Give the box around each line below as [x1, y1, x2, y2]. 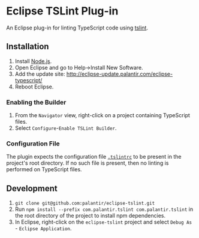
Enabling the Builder [6, 98, 67, 106]
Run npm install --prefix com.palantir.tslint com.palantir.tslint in [14, 206, 194, 213]
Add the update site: [14, 70, 65, 78]
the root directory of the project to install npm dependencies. [14, 212, 166, 219]
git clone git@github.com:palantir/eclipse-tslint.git [14, 200, 155, 207]
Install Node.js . [14, 57, 52, 64]
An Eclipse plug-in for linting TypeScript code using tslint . [6, 24, 149, 31]
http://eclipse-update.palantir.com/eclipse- [66, 70, 173, 78]
